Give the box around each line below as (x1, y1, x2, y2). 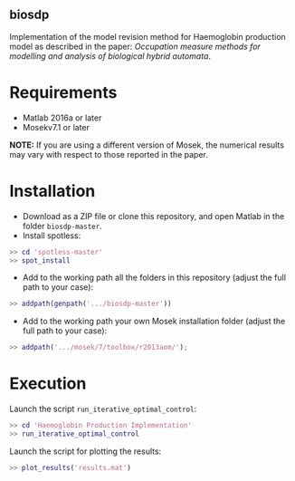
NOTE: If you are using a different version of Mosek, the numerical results (9, 139, 285, 150)
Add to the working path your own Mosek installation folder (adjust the (22, 316, 286, 327)
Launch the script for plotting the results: (9, 446, 162, 457)
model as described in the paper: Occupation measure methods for (9, 41, 261, 52)
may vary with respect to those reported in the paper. (9, 149, 208, 159)
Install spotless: (22, 230, 81, 241)
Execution (9, 373, 87, 394)
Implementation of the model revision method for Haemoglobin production (9, 31, 287, 42)
